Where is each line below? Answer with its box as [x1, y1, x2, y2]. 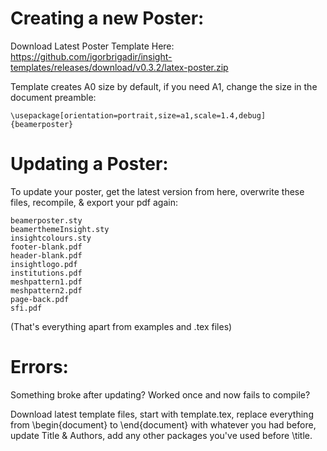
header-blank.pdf [10, 250, 83, 261]
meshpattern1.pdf [10, 277, 83, 287]
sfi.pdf [10, 303, 43, 313]
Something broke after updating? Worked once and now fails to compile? [10, 388, 311, 401]
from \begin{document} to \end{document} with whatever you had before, [10, 418, 317, 431]
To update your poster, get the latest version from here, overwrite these [10, 185, 305, 197]
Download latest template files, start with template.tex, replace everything [10, 408, 314, 420]
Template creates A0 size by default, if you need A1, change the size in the [10, 80, 318, 92]
